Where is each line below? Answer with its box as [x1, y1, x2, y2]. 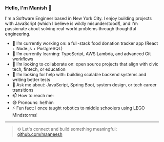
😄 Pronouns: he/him [12, 100, 54, 105]
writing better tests [12, 77, 50, 82]
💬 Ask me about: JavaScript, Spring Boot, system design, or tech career [12, 82, 157, 88]
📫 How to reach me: [12, 93, 54, 99]
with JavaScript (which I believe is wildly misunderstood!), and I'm [5, 20, 138, 26]
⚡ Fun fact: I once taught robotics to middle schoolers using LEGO [12, 105, 145, 111]
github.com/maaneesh [17, 131, 62, 137]
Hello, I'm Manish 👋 [5, 4, 52, 11]
